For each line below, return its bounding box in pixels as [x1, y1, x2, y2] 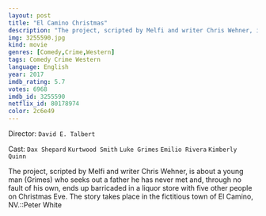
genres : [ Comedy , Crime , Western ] [8, 48, 115, 56]
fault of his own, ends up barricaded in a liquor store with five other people [8, 184, 253, 192]
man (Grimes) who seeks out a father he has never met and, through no [8, 175, 242, 184]
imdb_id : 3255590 [8, 93, 66, 100]
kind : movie [8, 41, 47, 49]
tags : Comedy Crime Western [8, 56, 101, 64]
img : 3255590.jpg [8, 33, 66, 42]
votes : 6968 [8, 85, 47, 93]
